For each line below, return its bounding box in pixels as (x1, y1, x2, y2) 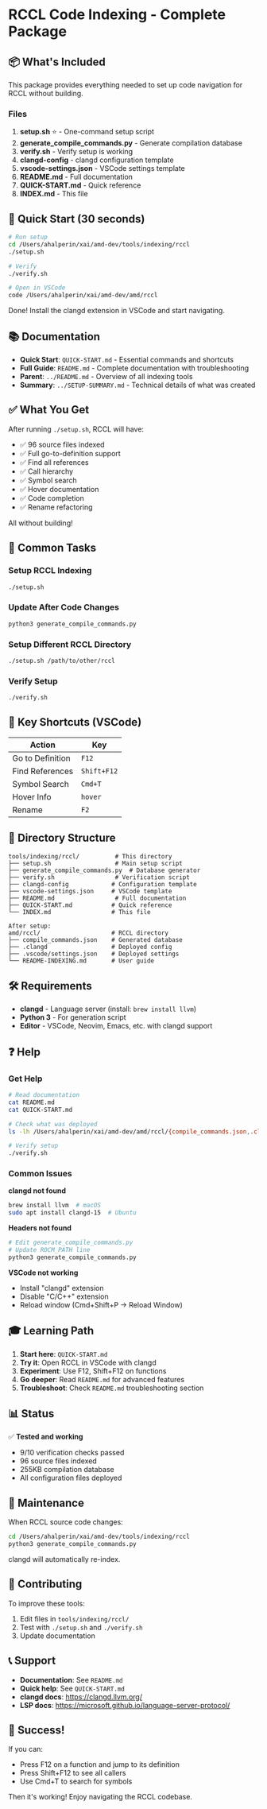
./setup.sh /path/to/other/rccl (8, 657, 115, 664)
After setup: (8, 922, 52, 930)
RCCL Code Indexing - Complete (8, 6, 226, 24)
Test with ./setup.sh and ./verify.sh (19, 1622, 143, 1632)
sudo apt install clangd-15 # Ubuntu (8, 1209, 137, 1217)
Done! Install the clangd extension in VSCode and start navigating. (8, 306, 225, 316)
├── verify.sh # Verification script (8, 873, 191, 881)
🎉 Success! (8, 1723, 65, 1737)
